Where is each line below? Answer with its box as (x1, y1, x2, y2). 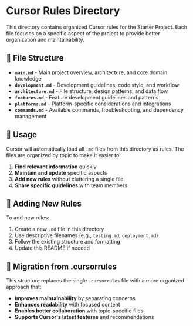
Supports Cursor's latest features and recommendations (14, 314, 154, 321)
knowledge (14, 75, 42, 82)
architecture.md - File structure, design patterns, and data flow (14, 87, 168, 95)
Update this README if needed (14, 244, 90, 251)
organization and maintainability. (6, 36, 85, 43)
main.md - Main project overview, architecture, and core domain (14, 69, 168, 76)
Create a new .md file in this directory (14, 225, 104, 233)
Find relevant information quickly (14, 163, 97, 170)
